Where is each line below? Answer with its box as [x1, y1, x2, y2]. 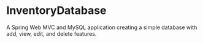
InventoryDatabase [6, 4, 107, 18]
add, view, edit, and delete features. [6, 30, 97, 37]
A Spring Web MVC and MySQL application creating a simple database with [6, 24, 197, 31]
